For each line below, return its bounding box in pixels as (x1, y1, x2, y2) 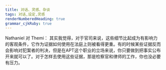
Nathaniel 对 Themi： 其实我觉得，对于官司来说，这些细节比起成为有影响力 (5, 35, 158, 41)
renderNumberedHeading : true (5, 16, 65, 21)
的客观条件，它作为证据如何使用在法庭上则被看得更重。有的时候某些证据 (5, 41, 152, 47)
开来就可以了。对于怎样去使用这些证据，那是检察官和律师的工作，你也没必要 (5, 54, 161, 60)
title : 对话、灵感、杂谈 (5, 7, 50, 12)
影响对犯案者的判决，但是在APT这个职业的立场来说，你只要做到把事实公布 (9, 47, 161, 53)
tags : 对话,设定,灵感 (5, 12, 45, 17)
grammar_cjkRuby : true (5, 21, 52, 26)
